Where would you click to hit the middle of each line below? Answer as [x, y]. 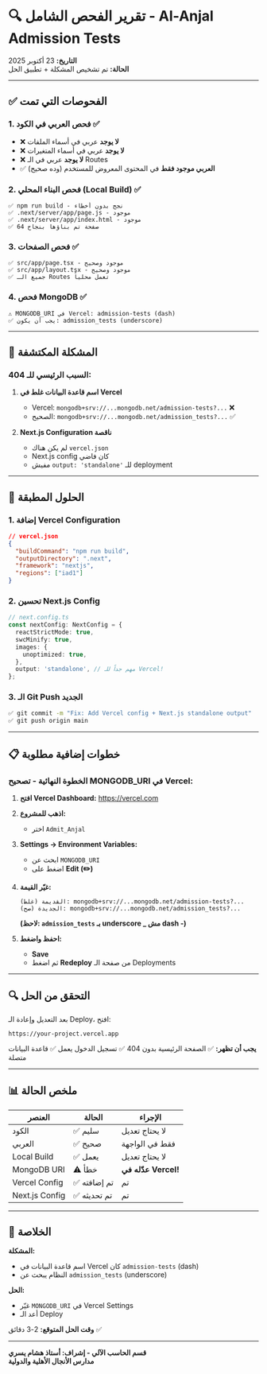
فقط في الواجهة [149, 1143]
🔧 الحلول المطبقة [46, 497]
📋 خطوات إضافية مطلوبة [64, 754]
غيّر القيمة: [35, 887]
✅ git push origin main [48, 721]
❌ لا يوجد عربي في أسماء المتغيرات [72, 150]
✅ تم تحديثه [93, 1195]
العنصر [39, 1117]
